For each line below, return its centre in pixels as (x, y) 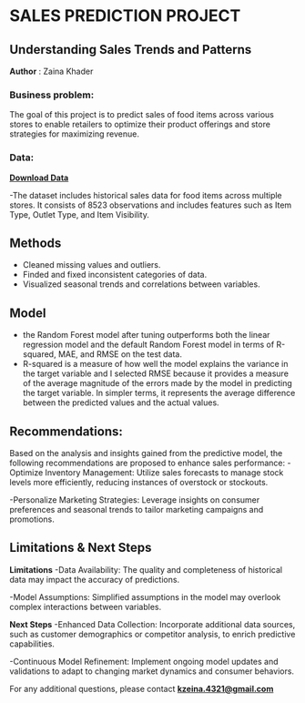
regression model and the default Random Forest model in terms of (148, 345)
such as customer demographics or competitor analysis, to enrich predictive (152, 634)
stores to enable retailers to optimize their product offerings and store (140, 125)
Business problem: (52, 95)
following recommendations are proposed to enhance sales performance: (147, 463)
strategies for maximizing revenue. (74, 134)
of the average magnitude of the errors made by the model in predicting (158, 383)
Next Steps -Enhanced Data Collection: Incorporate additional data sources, (152, 624)
